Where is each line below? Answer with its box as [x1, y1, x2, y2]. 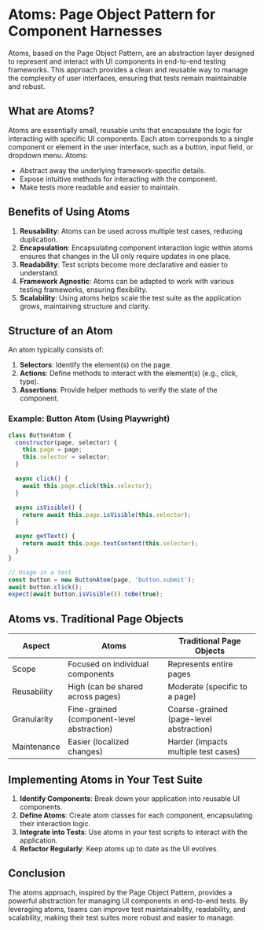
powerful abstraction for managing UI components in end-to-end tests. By [8, 895, 249, 906]
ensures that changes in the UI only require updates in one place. [19, 251, 231, 260]
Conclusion [8, 867, 66, 880]
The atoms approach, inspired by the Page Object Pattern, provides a [8, 888, 233, 897]
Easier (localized [68, 736, 130, 747]
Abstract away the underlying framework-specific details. [19, 165, 207, 175]
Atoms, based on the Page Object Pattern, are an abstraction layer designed [8, 48, 255, 57]
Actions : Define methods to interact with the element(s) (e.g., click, [19, 368, 238, 378]
